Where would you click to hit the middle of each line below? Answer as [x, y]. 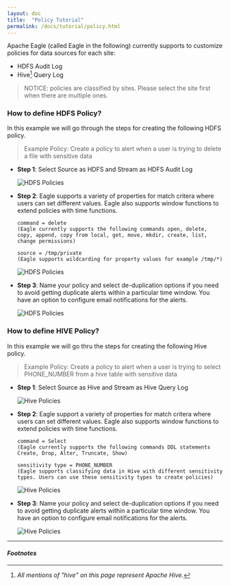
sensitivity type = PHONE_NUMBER [65, 465]
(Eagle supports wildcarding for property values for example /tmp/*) [120, 259]
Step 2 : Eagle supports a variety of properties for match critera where [115, 196]
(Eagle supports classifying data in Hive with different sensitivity [120, 471]
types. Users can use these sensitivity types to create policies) [115, 477]
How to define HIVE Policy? [53, 331]
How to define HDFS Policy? [54, 113]
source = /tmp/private [49, 253]
